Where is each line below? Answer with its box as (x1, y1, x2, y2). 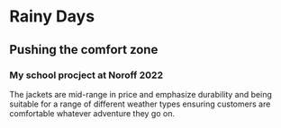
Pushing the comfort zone (9, 42, 159, 57)
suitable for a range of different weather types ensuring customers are (9, 98, 271, 109)
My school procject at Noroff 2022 (9, 69, 164, 81)
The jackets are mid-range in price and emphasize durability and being (9, 89, 272, 99)
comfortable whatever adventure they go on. (9, 107, 176, 118)
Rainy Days (9, 6, 95, 27)
